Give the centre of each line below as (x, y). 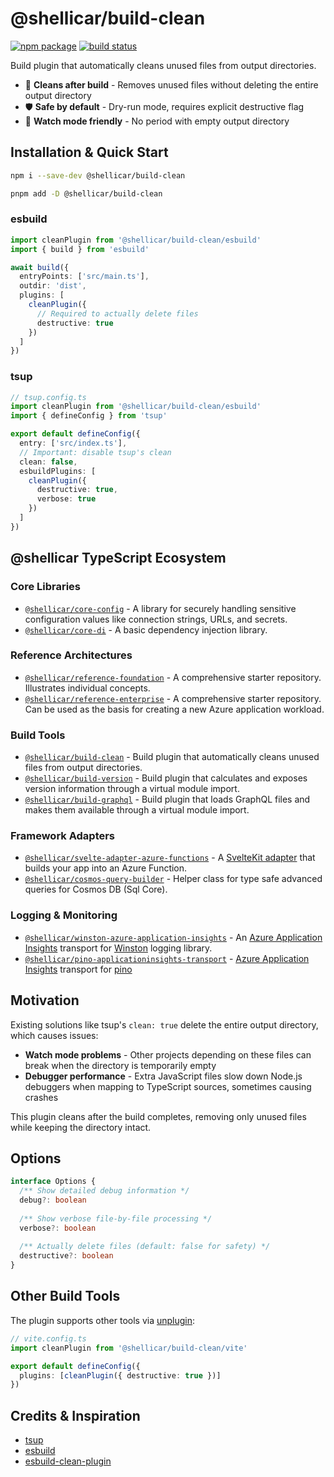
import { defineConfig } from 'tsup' (89, 416)
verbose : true (66, 499)
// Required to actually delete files (117, 313)
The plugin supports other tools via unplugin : (103, 1320)
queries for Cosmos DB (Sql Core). (96, 889)
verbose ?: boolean (58, 1228)
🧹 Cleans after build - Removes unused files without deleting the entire (171, 84)
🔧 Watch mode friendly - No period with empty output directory (157, 121)
